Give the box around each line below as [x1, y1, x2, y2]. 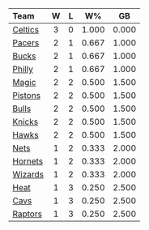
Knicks [12, 117, 39, 127]
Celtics [12, 24, 39, 35]
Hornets [12, 155, 44, 167]
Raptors [12, 208, 43, 219]
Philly [12, 64, 34, 75]
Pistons [12, 90, 41, 100]
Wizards [12, 169, 45, 180]
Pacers [12, 37, 40, 48]
